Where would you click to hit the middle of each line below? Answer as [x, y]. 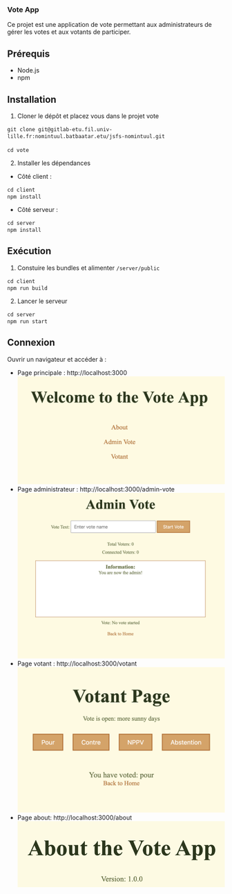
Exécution [29, 251]
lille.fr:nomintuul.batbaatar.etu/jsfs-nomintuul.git [86, 136]
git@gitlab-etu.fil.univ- [75, 129]
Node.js [28, 70]
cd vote [18, 150]
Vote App [23, 10]
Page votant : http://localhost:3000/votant [77, 663]
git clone [21, 129]
